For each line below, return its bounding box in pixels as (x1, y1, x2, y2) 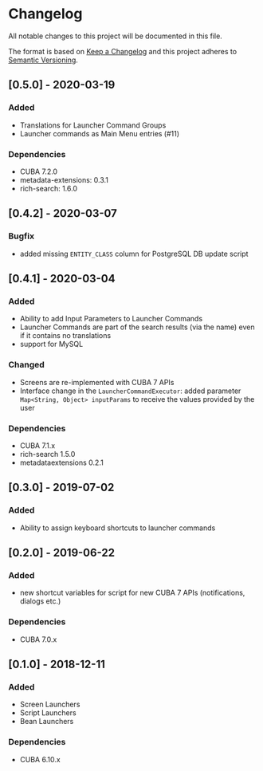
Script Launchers (19, 708, 77, 718)
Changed (8, 360, 45, 371)
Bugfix (8, 230, 34, 242)
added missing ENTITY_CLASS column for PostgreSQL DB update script (19, 249, 249, 258)
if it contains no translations (19, 331, 112, 340)
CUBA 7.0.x (19, 635, 57, 644)
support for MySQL (19, 340, 84, 349)
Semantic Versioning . (8, 55, 78, 65)
